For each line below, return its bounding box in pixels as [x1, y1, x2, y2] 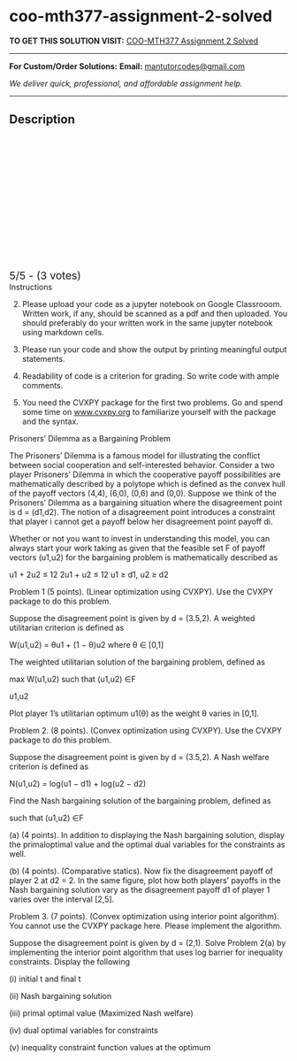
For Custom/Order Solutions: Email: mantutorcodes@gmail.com [9, 60, 246, 72]
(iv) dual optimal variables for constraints [9, 1025, 159, 1035]
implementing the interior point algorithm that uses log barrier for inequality [9, 947, 284, 957]
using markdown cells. [21, 327, 104, 337]
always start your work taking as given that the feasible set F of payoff [9, 542, 266, 553]
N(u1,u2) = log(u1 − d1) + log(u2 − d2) [9, 778, 147, 788]
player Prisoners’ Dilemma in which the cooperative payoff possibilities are [9, 469, 281, 480]
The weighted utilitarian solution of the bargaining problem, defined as [9, 657, 265, 667]
